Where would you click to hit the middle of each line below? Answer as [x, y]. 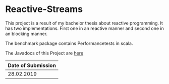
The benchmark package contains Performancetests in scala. [69, 43]
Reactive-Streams [44, 9]
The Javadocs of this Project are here [44, 53]
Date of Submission [32, 65]
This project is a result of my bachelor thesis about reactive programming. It [84, 23]
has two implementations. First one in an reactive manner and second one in [84, 28]
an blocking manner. [26, 33]
